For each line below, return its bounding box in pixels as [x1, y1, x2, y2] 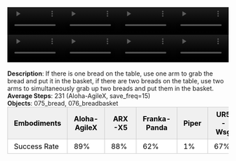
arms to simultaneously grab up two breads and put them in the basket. [7, 84, 214, 92]
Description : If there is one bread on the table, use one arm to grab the [7, 69, 214, 78]
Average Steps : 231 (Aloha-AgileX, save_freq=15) [7, 92, 151, 100]
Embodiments [13, 118, 62, 128]
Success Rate [13, 141, 60, 151]
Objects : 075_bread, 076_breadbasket [7, 99, 119, 107]
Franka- [143, 114, 171, 123]
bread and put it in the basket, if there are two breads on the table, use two [7, 77, 224, 85]
